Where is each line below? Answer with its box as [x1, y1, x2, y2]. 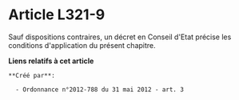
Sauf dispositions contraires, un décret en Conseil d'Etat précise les [8, 32, 232, 42]
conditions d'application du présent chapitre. [8, 40, 156, 50]
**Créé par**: [8, 71, 56, 79]
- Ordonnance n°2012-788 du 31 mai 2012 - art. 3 [15, 86, 184, 94]
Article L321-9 [8, 6, 106, 24]
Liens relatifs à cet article [8, 56, 94, 66]
